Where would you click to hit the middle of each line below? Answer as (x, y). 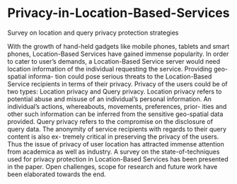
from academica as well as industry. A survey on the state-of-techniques (114, 151)
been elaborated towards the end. (57, 174)
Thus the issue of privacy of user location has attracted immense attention (116, 144)
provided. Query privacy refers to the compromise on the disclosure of (110, 121)
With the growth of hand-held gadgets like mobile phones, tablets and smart (118, 46)
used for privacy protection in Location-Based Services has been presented (118, 159)
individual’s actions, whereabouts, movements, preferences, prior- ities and (117, 106)
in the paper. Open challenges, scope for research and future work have (112, 166)
